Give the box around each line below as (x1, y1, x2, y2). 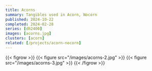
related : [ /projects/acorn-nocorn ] (5, 41, 81, 46)
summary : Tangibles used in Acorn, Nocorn (5, 12, 97, 17)
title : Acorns (5, 7, 36, 13)
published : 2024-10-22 (5, 17, 54, 22)
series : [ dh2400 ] (5, 26, 42, 31)
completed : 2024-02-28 (5, 21, 54, 27)
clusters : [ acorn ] (5, 36, 45, 41)
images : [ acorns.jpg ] (5, 31, 52, 36)
